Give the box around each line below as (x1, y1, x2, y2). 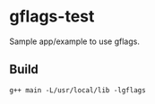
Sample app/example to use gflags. (9, 36, 141, 47)
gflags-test (9, 6, 95, 27)
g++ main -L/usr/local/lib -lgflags (9, 85, 146, 95)
